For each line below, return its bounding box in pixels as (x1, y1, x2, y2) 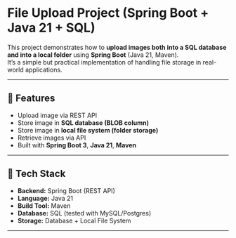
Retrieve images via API (17, 133, 86, 142)
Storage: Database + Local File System (17, 216, 131, 225)
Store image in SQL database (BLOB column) (17, 118, 150, 127)
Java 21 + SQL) (7, 20, 96, 36)
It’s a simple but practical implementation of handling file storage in (7, 58, 202, 66)
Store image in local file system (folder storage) (17, 126, 159, 134)
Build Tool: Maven (17, 201, 71, 210)
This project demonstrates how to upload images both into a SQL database (7, 43, 227, 51)
